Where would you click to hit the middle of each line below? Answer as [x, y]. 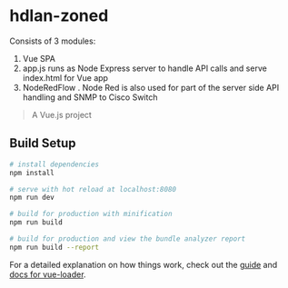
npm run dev [32, 198]
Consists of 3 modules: [53, 41]
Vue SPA [39, 58]
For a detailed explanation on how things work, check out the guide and [144, 264]
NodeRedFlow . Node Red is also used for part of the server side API [151, 87]
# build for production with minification [91, 214]
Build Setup [43, 143]
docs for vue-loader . [48, 274]
